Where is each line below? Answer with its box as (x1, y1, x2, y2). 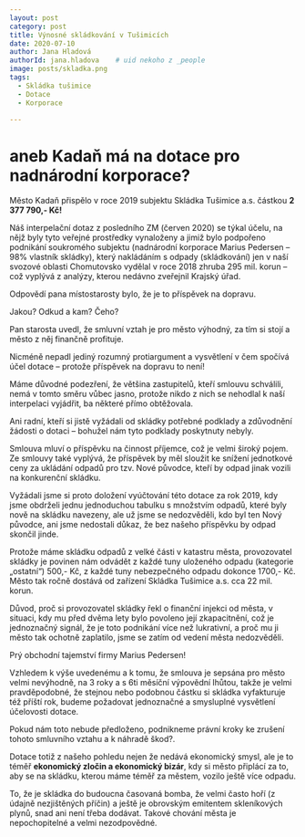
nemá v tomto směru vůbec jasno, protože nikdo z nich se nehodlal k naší (9, 389, 285, 400)
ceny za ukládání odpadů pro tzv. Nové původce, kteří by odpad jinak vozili (9, 463, 291, 474)
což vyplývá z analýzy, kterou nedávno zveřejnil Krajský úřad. (9, 271, 241, 282)
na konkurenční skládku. (9, 472, 102, 484)
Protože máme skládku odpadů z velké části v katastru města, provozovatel (9, 547, 293, 558)
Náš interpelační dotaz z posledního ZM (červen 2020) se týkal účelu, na (9, 223, 283, 234)
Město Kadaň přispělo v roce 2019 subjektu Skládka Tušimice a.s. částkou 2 (9, 195, 295, 206)
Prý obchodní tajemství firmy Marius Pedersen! (9, 650, 187, 661)
